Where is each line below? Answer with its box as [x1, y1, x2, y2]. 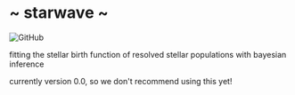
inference [9, 59, 45, 69]
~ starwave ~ [9, 3, 109, 23]
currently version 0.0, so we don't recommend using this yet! [9, 75, 233, 86]
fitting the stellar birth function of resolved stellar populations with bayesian [9, 49, 287, 59]
